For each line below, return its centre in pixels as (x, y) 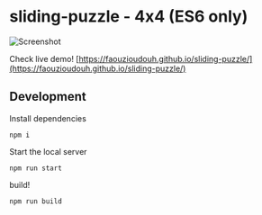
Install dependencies (48, 118)
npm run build (36, 201)
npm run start (36, 168)
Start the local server (48, 151)
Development (48, 97)
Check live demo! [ (44, 58)
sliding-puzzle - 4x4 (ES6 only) (129, 17)
